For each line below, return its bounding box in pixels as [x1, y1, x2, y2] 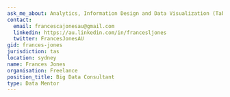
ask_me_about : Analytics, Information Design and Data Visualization [7, 10, 210, 17]
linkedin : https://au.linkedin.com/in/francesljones [13, 29, 167, 36]
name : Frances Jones [7, 61, 66, 68]
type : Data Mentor [7, 80, 60, 87]
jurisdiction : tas [7, 48, 60, 55]
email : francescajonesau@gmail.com [13, 23, 115, 29]
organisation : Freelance [7, 67, 78, 74]
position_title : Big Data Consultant [7, 73, 115, 81]
